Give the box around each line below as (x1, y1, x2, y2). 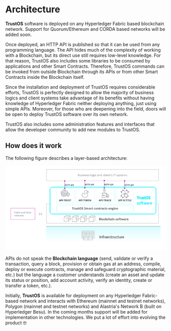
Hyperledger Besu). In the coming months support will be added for (5, 309, 148, 315)
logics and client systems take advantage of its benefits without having (5, 95, 155, 101)
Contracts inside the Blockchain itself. (5, 74, 85, 80)
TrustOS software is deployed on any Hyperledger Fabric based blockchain (5, 20, 164, 27)
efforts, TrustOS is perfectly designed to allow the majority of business (5, 89, 154, 95)
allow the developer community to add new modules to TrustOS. (5, 127, 140, 133)
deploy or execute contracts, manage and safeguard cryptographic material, (5, 266, 166, 273)
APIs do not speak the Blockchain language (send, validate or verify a (5, 255, 153, 262)
